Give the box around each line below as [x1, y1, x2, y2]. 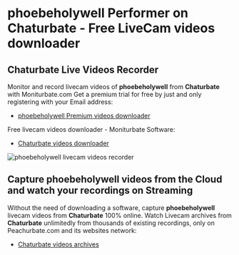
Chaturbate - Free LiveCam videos [7, 20, 215, 36]
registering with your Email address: [7, 98, 113, 106]
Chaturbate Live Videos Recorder [7, 63, 159, 76]
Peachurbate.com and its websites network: [7, 226, 137, 234]
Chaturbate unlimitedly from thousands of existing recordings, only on [7, 219, 215, 227]
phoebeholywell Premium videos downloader [17, 112, 151, 120]
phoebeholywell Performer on [7, 5, 189, 21]
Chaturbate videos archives [17, 240, 100, 249]
